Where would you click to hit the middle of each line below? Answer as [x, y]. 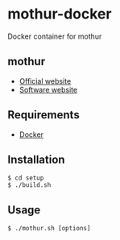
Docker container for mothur [55, 36]
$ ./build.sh [29, 185]
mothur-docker [60, 14]
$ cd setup [26, 178]
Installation [36, 159]
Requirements [43, 115]
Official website [45, 81]
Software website [48, 89]
